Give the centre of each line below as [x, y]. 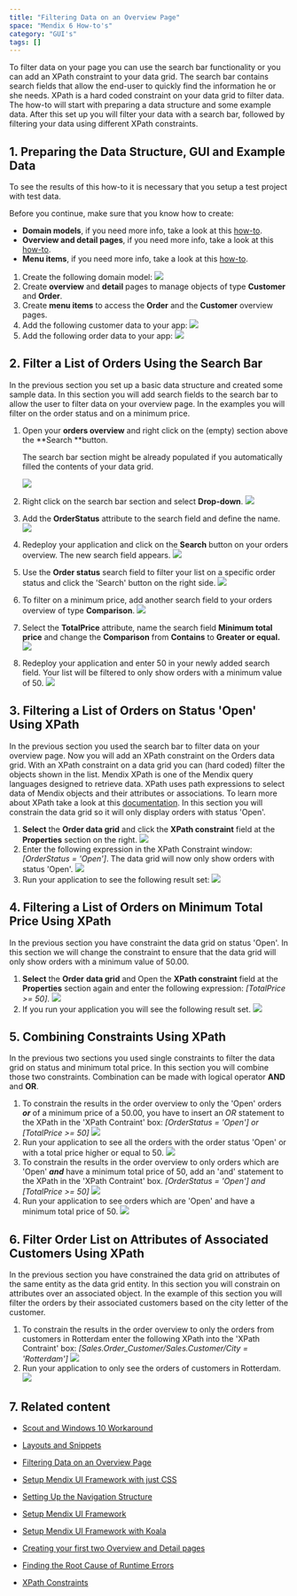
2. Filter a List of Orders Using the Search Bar [136, 364]
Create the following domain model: [87, 277]
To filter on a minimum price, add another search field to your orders [147, 600]
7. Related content [60, 1407]
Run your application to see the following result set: [116, 879]
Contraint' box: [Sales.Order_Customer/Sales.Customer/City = [135, 1349]
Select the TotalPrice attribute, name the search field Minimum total [147, 627]
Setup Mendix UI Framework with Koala [94, 1530]
